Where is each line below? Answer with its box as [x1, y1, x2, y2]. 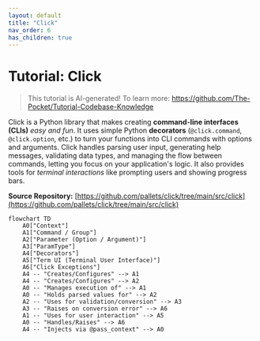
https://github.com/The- [171, 94, 251, 103]
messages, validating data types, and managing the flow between [8, 151, 223, 160]
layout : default [8, 11, 62, 20]
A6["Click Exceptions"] [22, 264, 101, 272]
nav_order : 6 [8, 26, 51, 34]
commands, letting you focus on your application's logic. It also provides [8, 159, 245, 169]
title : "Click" [8, 19, 58, 27]
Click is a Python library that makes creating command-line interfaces [8, 118, 239, 127]
